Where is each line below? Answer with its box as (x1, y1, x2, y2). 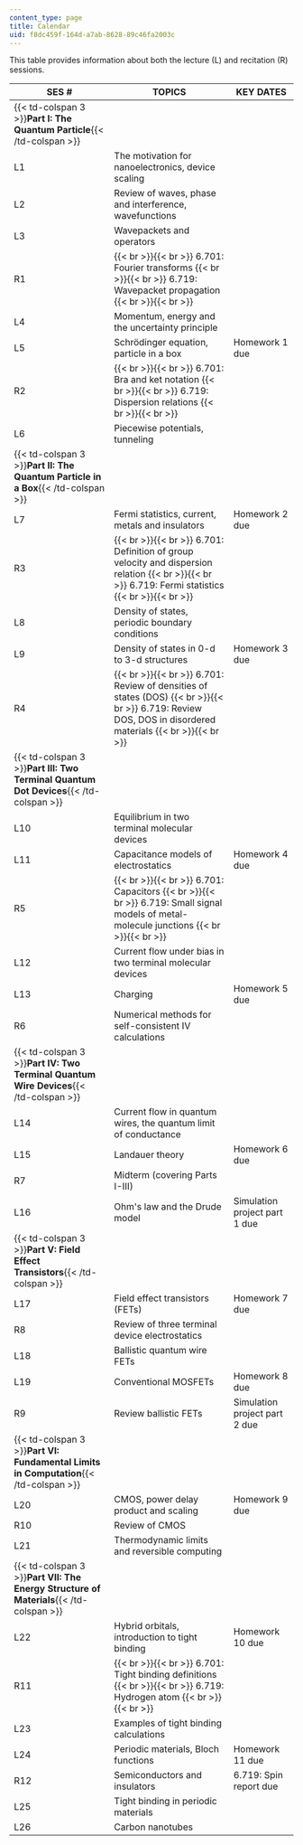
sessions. (9, 64, 45, 75)
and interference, (114, 198, 188, 211)
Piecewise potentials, (114, 422, 205, 435)
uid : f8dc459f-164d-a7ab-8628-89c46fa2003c (9, 30, 176, 39)
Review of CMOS (114, 1520, 187, 1532)
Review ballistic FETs (114, 1407, 203, 1420)
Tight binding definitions (114, 1669, 217, 1681)
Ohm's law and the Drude (114, 1200, 223, 1213)
